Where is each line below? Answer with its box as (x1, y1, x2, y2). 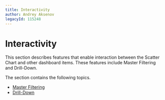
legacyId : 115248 (5, 16, 41, 21)
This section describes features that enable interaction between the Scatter (5, 54, 160, 60)
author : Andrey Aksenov (5, 12, 55, 17)
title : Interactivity (5, 7, 50, 12)
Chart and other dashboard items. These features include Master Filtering (5, 60, 156, 66)
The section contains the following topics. (5, 75, 91, 81)
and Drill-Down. (5, 65, 37, 71)
